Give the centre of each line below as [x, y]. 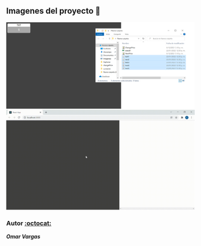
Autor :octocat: [29, 223]
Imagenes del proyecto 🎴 [53, 11]
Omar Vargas [23, 236]
